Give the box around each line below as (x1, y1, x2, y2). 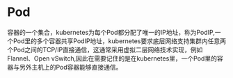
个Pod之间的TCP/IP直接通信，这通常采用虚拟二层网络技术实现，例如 (7, 45, 203, 54)
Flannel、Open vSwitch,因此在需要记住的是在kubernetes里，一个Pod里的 (7, 54, 218, 63)
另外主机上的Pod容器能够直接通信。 (19, 63, 122, 71)
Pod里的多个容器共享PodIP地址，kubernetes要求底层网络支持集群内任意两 (13, 36, 226, 45)
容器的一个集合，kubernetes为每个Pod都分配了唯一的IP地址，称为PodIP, (7, 28, 216, 36)
